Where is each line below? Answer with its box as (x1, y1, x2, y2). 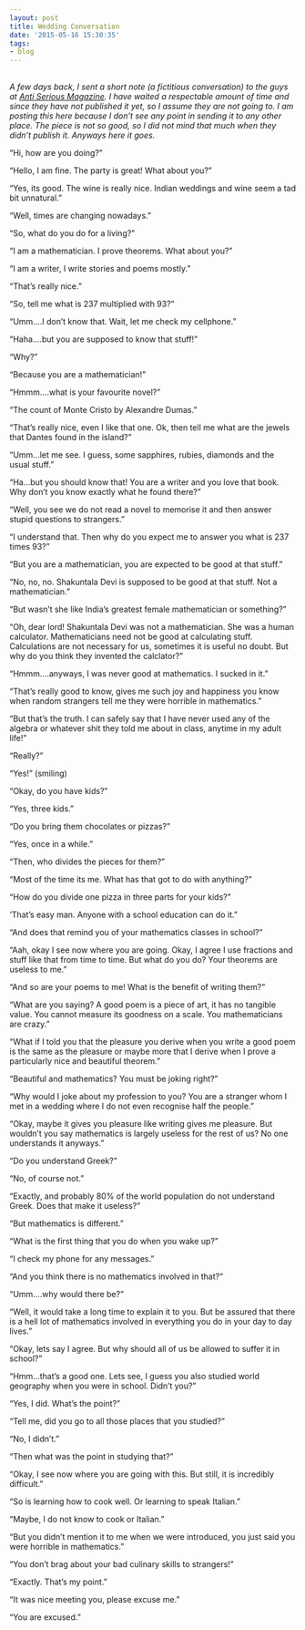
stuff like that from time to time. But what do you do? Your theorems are (9, 954, 278, 965)
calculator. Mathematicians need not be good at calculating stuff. (9, 631, 253, 642)
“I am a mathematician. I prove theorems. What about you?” (9, 245, 233, 256)
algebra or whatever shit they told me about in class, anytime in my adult (9, 722, 282, 734)
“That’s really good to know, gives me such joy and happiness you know (9, 686, 280, 696)
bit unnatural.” (9, 192, 62, 203)
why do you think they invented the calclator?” (9, 650, 184, 661)
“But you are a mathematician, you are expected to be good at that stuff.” (9, 558, 284, 570)
